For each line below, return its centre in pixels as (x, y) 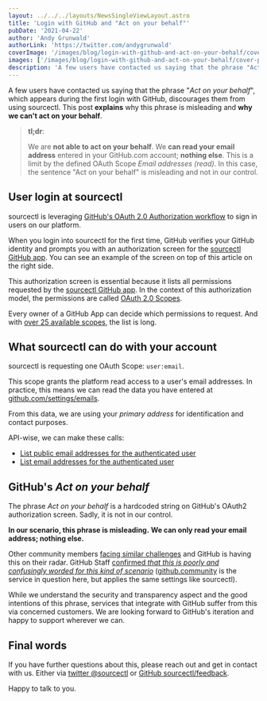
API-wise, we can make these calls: (66, 438)
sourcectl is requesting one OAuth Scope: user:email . (96, 366)
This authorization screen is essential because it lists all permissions (120, 281)
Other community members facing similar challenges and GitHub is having (130, 554)
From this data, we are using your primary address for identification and (126, 414)
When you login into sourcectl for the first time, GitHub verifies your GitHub (132, 240)
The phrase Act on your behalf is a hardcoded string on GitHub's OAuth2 (128, 506)
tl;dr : (36, 131)
